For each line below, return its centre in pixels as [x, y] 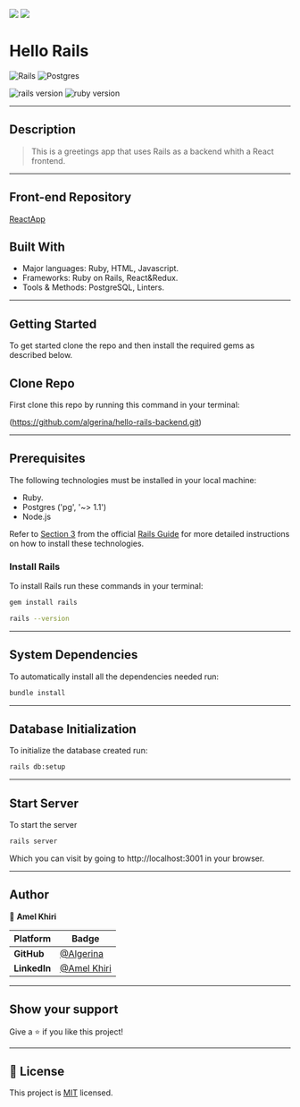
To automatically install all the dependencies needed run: [114, 677]
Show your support [64, 1010]
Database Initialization [73, 729]
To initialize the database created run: [79, 751]
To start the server [43, 825]
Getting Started [53, 324]
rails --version [39, 618]
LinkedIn [33, 968]
